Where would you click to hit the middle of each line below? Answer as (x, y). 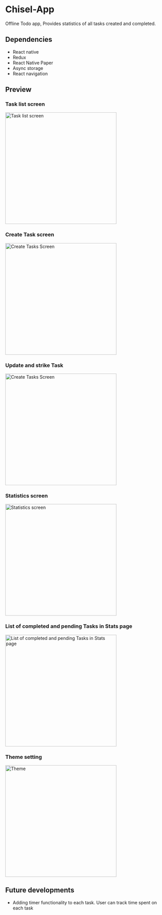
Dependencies (29, 40)
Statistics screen (27, 496)
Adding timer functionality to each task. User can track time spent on (85, 902)
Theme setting (24, 757)
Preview (19, 90)
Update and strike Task (34, 365)
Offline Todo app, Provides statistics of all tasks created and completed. (80, 23)
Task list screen (25, 104)
